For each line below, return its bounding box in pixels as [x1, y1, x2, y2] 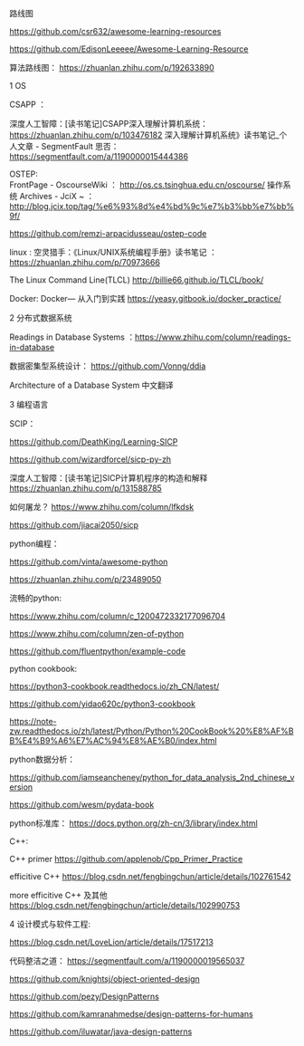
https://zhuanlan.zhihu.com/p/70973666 [9, 257, 161, 267]
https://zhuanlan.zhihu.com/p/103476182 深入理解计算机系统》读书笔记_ [9, 130, 280, 140]
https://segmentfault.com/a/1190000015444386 [9, 151, 188, 161]
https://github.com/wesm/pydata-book [9, 800, 155, 810]
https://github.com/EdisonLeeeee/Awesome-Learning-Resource [9, 43, 249, 54]
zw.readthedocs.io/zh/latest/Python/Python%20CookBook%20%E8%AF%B [9, 725, 294, 736]
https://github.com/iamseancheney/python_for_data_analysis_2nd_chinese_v [9, 773, 295, 782]
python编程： [9, 538, 60, 549]
